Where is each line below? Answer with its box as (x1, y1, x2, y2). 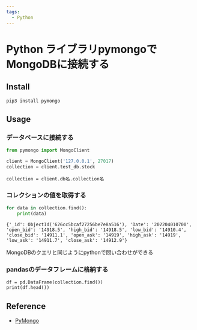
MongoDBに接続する (6, 57, 110, 71)
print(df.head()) (6, 285, 50, 291)
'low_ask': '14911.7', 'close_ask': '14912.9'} (6, 237, 128, 243)
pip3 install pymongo (6, 98, 61, 104)
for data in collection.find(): (6, 205, 87, 211)
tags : (6, 8, 20, 15)
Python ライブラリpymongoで (6, 42, 157, 56)
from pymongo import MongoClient (6, 147, 90, 154)
